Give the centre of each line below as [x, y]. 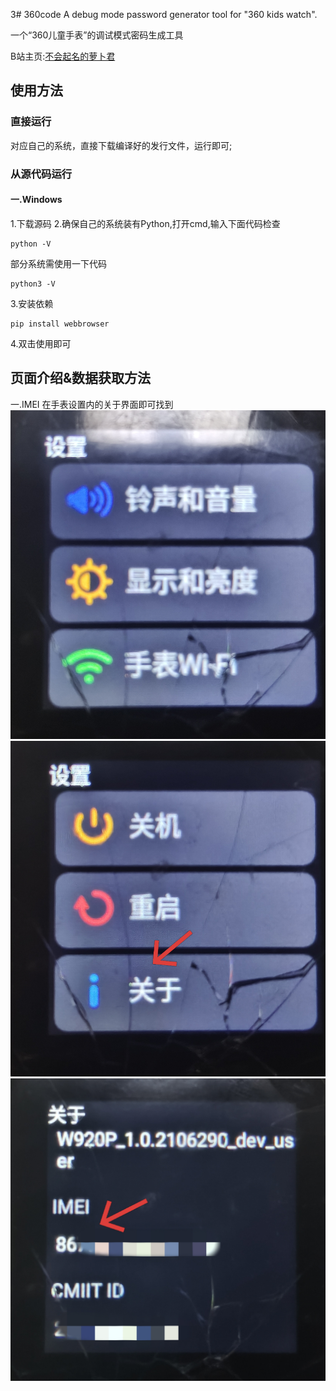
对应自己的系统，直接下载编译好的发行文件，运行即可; [121, 145]
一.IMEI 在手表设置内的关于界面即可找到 [92, 404]
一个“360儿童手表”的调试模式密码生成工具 [97, 35]
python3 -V [33, 284]
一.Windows [36, 200]
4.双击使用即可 [41, 343]
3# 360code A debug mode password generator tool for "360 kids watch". [164, 14]
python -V [31, 244]
